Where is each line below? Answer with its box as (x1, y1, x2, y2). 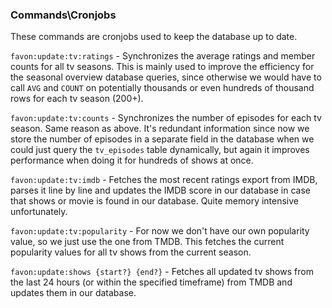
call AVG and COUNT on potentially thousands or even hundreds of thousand (10, 82, 315, 94)
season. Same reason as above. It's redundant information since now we (10, 123, 310, 135)
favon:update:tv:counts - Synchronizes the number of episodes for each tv (10, 112, 322, 124)
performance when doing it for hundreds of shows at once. (10, 154, 254, 167)
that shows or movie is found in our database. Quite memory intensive (10, 195, 300, 207)
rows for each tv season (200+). (10, 93, 144, 105)
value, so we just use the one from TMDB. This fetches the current (10, 236, 285, 248)
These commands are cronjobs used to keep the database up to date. (10, 31, 298, 43)
